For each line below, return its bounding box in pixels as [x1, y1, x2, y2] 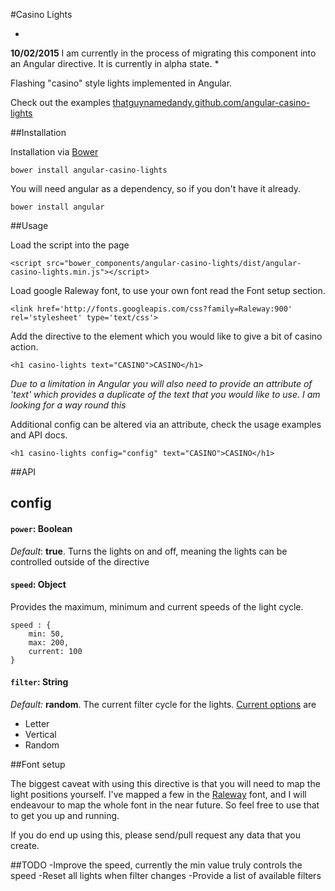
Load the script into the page [10, 239, 130, 251]
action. [10, 341, 39, 353]
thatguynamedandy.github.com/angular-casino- [112, 97, 311, 108]
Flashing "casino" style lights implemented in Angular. [10, 77, 233, 89]
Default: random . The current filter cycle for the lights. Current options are [10, 699, 317, 710]
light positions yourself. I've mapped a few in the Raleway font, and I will [10, 789, 307, 800]
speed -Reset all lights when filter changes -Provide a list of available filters [10, 870, 322, 881]
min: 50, [28, 629, 65, 639]
